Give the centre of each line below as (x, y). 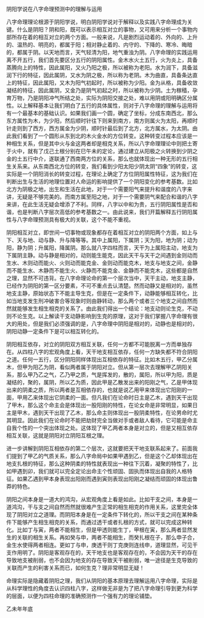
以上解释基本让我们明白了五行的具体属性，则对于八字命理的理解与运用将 (107, 106)
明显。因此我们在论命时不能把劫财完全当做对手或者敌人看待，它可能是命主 (104, 420)
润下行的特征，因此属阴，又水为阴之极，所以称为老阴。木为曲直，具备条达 (99, 75)
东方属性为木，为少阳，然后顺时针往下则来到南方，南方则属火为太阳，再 (97, 121)
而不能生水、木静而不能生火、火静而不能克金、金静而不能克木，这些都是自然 (102, 270)
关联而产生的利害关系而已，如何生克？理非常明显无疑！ (75, 568)
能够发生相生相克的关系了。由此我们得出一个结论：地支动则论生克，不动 (107, 308)
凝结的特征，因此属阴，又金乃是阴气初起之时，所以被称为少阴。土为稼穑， (99, 90)
